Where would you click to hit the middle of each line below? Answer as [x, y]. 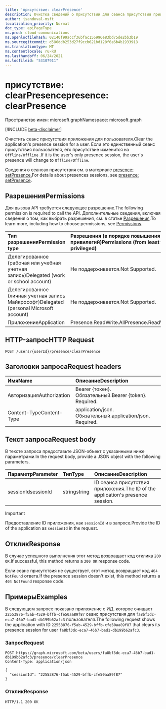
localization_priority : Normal [37, 24]
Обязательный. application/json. [113, 416]
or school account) [30, 282]
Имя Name [20, 381]
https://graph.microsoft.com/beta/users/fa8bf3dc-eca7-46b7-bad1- [86, 653]
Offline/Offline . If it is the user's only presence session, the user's [74, 155]
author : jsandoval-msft [30, 19]
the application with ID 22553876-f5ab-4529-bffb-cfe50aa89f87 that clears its [83, 625]
